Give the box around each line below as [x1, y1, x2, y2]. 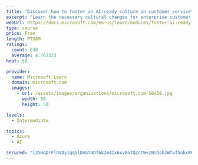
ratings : [6, 42, 28, 48]
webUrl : [6, 19, 25, 25]
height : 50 [21, 101, 49, 107]
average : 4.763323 [11, 52, 57, 58]
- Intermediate [11, 117, 49, 124]
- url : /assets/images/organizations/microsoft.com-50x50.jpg [16, 91, 173, 97]
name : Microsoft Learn [11, 74, 67, 80]
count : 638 [11, 47, 38, 53]
